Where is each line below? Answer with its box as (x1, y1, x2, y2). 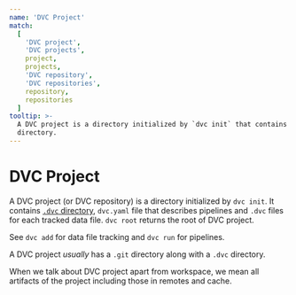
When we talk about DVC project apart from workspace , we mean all (9, 266, 260, 276)
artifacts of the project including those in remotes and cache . (9, 276, 232, 286)
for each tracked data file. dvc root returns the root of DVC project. (9, 214, 254, 225)
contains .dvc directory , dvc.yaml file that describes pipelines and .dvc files (9, 205, 284, 215)
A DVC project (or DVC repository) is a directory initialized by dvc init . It (9, 196, 275, 206)
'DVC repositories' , (25, 79, 101, 88)
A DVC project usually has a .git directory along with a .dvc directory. (9, 249, 266, 260)
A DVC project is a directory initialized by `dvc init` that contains (17, 120, 288, 129)
